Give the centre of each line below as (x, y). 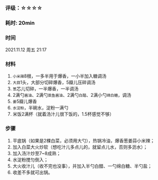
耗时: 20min (20, 23)
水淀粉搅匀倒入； (30, 159)
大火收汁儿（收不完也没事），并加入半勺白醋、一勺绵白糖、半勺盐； (82, 166)
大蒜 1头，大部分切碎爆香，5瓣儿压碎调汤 (54, 83)
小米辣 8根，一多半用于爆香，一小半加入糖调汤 (60, 76)
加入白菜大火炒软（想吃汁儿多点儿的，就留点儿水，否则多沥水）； (80, 147)
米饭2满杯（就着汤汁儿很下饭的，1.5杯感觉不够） (63, 114)
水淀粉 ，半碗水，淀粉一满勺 (40, 108)
